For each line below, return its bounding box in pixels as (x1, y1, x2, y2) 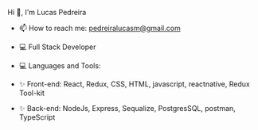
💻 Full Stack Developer (18, 42, 96, 52)
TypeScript (18, 113, 56, 122)
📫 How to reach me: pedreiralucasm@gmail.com (18, 24, 181, 32)
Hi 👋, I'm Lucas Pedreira (7, 8, 87, 17)
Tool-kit (18, 88, 45, 97)
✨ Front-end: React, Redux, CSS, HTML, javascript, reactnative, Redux (18, 79, 250, 89)
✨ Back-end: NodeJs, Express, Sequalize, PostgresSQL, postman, (18, 104, 236, 113)
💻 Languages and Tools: (18, 61, 101, 71)
